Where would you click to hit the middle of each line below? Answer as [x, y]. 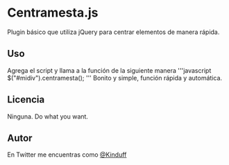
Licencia [26, 99]
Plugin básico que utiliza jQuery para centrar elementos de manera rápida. [113, 32]
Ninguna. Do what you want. [48, 116]
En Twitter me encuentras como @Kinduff [67, 155]
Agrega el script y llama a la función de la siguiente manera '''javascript [109, 70]
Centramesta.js [53, 13]
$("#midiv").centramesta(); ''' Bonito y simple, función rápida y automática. [115, 78]
